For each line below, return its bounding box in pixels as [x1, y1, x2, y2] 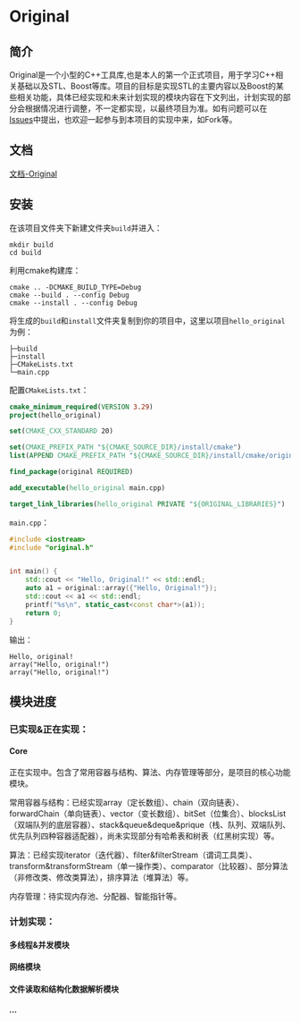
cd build [9, 248, 42, 257]
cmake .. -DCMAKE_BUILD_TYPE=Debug [9, 283, 142, 291]
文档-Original [9, 168, 58, 179]
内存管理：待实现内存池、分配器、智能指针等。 [9, 891, 181, 902]
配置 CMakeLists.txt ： [9, 384, 89, 395]
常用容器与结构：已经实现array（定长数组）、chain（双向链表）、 [9, 798, 244, 808]
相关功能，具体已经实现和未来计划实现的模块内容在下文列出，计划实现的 [16, 92, 283, 102]
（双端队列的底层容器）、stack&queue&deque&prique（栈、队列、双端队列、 [9, 820, 291, 831]
